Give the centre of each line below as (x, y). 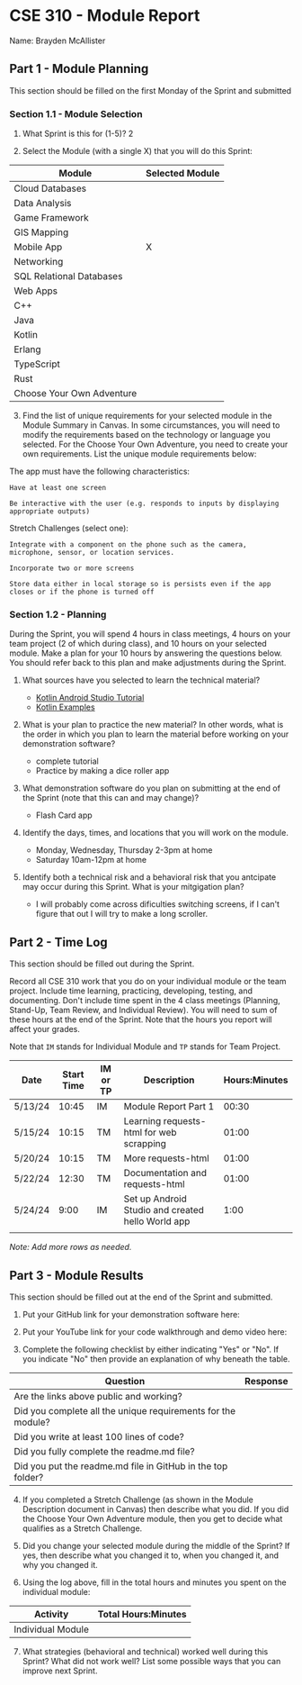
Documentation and (165, 1173)
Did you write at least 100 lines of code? (99, 1436)
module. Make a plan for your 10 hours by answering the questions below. (146, 653)
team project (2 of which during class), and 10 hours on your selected (138, 644)
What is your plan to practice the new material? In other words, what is (153, 725)
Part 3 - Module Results (76, 1275)
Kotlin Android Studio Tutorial (90, 698)
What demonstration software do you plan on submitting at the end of (151, 788)
